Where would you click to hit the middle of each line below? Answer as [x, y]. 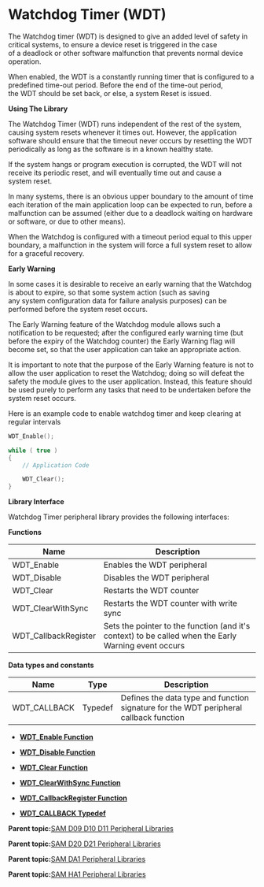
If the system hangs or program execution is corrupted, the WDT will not [125, 164]
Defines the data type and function [185, 698]
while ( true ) [33, 451]
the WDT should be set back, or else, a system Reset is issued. [110, 93]
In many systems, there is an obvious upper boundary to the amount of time [131, 196]
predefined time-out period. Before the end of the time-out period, [116, 85]
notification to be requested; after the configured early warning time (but [126, 332]
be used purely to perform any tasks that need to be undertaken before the [130, 390]
